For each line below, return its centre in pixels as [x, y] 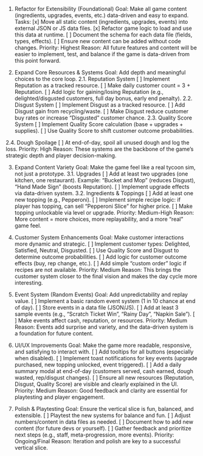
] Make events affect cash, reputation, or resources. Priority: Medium [101, 320]
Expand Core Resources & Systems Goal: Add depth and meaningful [100, 72]
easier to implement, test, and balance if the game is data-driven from [102, 54]
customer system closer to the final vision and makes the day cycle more [106, 276]
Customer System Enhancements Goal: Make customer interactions [99, 237]
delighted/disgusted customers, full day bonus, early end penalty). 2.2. [103, 98]
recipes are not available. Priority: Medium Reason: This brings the [98, 270]
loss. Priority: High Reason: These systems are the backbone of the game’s [100, 149]
